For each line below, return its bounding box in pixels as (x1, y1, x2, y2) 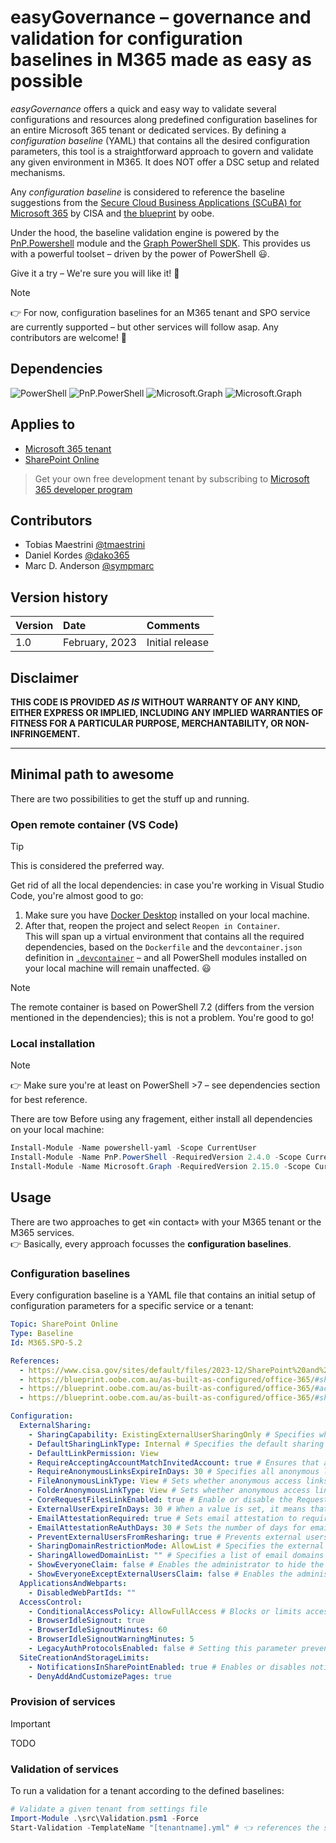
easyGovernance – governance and (10, 6, 312, 29)
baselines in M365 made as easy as (10, 49, 312, 71)
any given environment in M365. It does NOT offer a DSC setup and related (10, 156, 320, 168)
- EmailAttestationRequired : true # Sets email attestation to (28, 1513, 298, 1523)
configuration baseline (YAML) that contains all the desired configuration (10, 134, 310, 146)
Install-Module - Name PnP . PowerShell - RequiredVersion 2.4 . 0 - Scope (10, 1152, 302, 1163)
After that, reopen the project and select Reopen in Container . (24, 920, 281, 932)
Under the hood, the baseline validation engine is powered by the (10, 226, 280, 238)
